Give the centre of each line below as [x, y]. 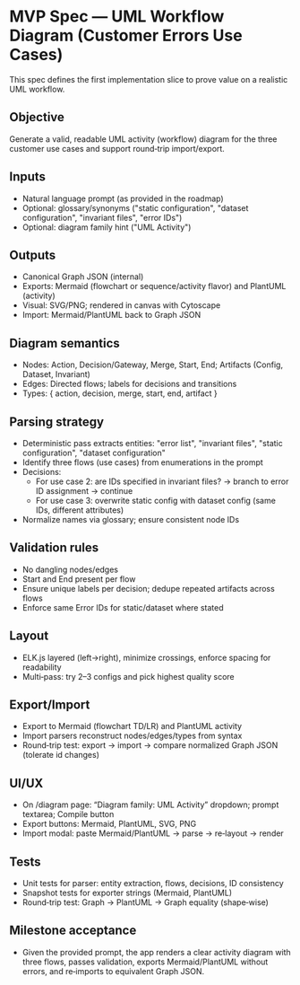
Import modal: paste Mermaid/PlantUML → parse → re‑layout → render [153, 833]
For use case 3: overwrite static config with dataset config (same [155, 501]
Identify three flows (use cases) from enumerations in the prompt [143, 462]
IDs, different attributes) [80, 510]
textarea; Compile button [68, 814]
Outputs [33, 255]
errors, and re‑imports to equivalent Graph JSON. [113, 971]
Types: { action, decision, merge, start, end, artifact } [120, 393]
